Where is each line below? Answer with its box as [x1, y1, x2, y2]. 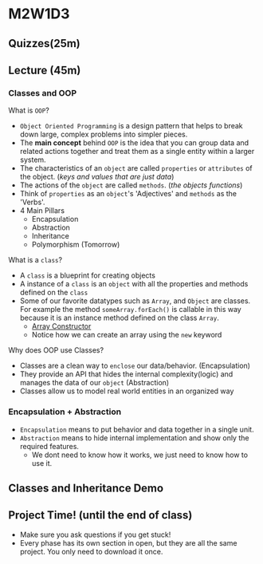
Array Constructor [31, 321, 92, 331]
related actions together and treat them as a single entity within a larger [19, 147, 255, 156]
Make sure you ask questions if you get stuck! [19, 530, 171, 539]
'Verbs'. [19, 197, 45, 207]
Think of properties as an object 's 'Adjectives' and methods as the [19, 189, 237, 199]
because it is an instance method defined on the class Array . [19, 313, 219, 323]
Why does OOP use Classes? [8, 345, 104, 355]
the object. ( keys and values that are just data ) [19, 172, 175, 182]
